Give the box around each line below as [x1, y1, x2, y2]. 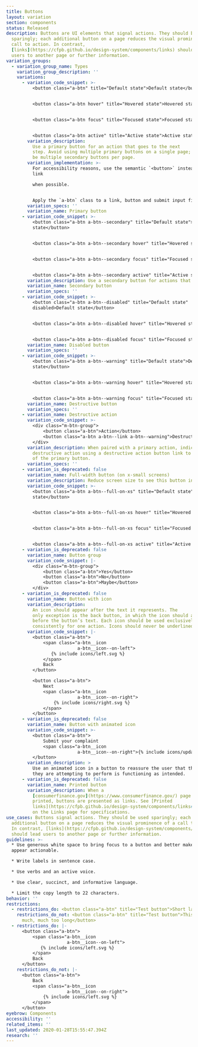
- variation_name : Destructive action [21, 412, 117, 418]
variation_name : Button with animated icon [27, 722, 136, 728]
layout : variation [6, 14, 51, 20]
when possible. [32, 181, 70, 187]
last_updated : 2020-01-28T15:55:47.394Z [6, 1027, 107, 1033]
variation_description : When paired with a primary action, [27, 445, 178, 450]
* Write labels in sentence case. [11, 858, 96, 864]
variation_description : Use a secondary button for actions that [27, 277, 192, 283]
